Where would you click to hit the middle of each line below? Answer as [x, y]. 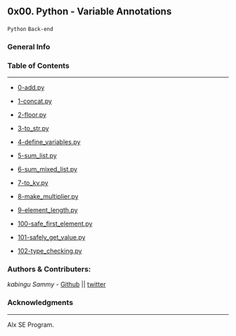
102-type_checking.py [50, 251]
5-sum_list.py [37, 156]
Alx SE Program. [31, 324]
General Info [29, 46]
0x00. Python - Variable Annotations [90, 12]
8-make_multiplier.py [48, 197]
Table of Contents [39, 65]
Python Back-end [31, 29]
